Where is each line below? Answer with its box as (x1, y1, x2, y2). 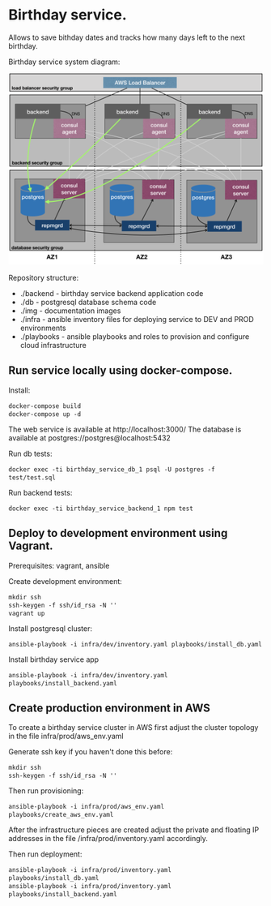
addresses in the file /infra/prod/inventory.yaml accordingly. (8, 834, 208, 844)
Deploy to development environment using (8, 526, 228, 540)
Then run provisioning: (8, 786, 84, 796)
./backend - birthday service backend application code (19, 288, 204, 298)
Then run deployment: (8, 849, 83, 859)
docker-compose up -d (8, 410, 82, 419)
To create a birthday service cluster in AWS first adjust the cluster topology (8, 723, 259, 732)
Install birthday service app (8, 655, 100, 664)
